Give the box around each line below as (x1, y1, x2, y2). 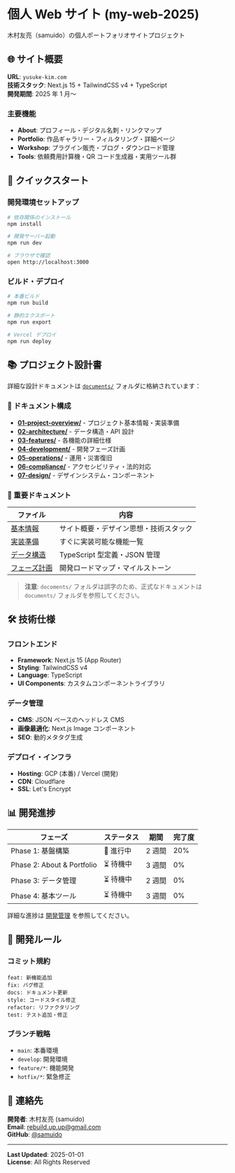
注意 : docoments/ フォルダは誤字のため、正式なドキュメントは (24, 582, 203, 591)
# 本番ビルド (7, 293, 40, 300)
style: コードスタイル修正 (7, 996, 77, 1003)
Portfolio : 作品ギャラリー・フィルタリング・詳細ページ (17, 135, 176, 144)
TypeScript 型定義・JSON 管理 (59, 549, 161, 559)
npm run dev (7, 240, 42, 247)
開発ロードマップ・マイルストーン (59, 563, 171, 572)
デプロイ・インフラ (7, 752, 72, 762)
